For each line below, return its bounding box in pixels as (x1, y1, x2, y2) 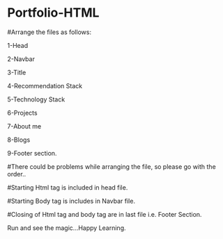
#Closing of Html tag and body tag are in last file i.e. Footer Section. (7, 210, 202, 218)
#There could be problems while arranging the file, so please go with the (7, 162, 216, 171)
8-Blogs (7, 135, 31, 144)
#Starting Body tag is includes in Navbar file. (7, 197, 136, 205)
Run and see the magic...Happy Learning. (7, 224, 127, 232)
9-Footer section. (7, 149, 57, 157)
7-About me (7, 122, 42, 130)
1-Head (7, 41, 29, 49)
